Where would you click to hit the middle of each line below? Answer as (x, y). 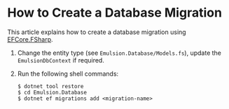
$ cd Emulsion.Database (52, 92)
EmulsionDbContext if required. (61, 60)
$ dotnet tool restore (50, 86)
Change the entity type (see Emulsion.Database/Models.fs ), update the (119, 53)
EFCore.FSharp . (30, 39)
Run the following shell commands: (68, 74)
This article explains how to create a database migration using (97, 32)
